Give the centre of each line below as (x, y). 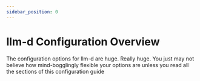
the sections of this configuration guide (55, 71)
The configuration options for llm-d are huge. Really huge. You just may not (100, 59)
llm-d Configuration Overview (83, 41)
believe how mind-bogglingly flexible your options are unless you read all (98, 65)
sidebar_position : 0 (32, 12)
